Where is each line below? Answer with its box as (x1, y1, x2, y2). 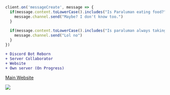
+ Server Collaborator (5, 56, 53, 61)
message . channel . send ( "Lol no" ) (14, 33, 82, 38)
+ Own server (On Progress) (5, 66, 65, 71)
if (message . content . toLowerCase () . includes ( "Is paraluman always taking (10, 28, 166, 33)
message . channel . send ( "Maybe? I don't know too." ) (14, 14, 123, 19)
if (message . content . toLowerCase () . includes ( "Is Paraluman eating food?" (10, 9, 166, 15)
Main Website (5, 75, 34, 81)
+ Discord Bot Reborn (5, 51, 51, 57)
